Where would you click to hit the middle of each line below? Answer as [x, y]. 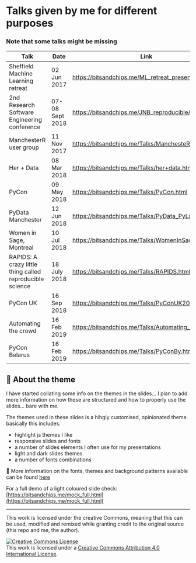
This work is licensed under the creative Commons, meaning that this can [94, 518]
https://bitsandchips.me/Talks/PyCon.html [130, 192]
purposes [30, 23]
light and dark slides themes [48, 454]
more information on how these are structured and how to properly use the [96, 400]
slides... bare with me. [33, 406]
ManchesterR [27, 140]
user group [24, 147]
